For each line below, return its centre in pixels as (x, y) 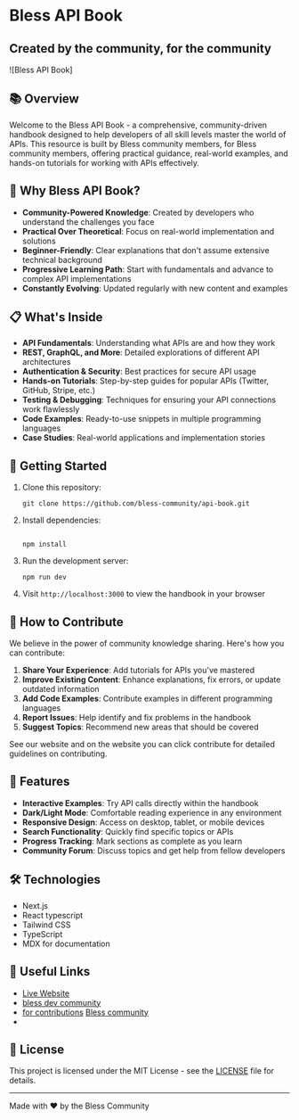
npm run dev (44, 577)
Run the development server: (75, 561)
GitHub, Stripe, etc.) (59, 391)
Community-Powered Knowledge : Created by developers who (138, 212)
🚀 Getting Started (58, 466)
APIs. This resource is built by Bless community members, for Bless (133, 144)
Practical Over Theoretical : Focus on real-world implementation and (148, 231)
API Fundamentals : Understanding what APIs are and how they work (149, 343)
